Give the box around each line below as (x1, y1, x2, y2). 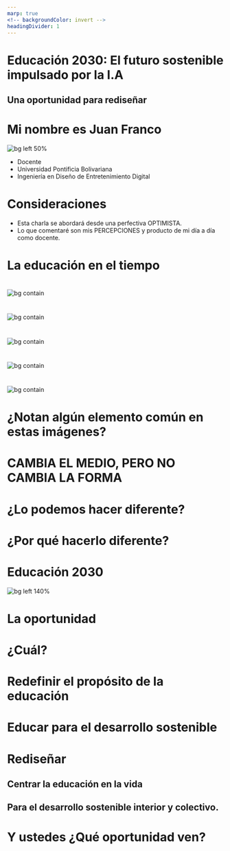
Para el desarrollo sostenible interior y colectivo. (7, 802, 219, 813)
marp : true (7, 10, 38, 17)
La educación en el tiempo (7, 258, 160, 273)
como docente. (16, 233, 60, 242)
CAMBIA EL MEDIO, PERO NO (7, 456, 176, 471)
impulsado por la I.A (7, 67, 124, 82)
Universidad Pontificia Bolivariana (16, 165, 113, 173)
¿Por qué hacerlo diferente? (7, 533, 170, 548)
